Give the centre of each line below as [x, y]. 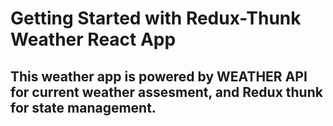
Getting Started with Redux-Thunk [156, 18]
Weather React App [93, 39]
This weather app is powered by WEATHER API [159, 76]
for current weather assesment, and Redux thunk [166, 92]
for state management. [83, 107]
